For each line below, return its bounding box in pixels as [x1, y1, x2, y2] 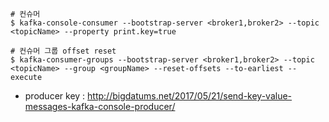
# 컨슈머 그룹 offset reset [10, 46, 117, 56]
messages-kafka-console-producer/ [24, 101, 176, 112]
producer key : [24, 90, 86, 102]
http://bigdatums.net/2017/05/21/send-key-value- [87, 90, 293, 102]
